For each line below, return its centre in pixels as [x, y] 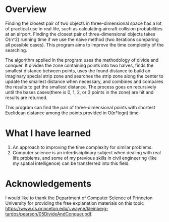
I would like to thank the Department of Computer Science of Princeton [79, 198]
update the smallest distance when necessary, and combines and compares [84, 81]
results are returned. [26, 98]
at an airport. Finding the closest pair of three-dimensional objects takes [80, 34]
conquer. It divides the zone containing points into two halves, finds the [79, 65]
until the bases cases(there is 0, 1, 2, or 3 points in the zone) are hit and [79, 92]
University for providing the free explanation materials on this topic [75, 203]
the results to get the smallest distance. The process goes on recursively [81, 86]
